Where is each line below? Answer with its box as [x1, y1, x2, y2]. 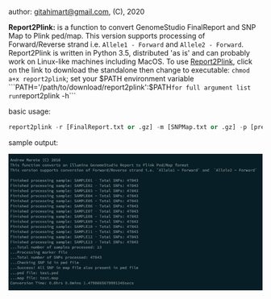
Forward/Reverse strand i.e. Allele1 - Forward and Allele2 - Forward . [8, 39, 244, 49]
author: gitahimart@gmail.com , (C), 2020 [8, 7, 145, 16]
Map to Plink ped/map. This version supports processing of [8, 31, 206, 40]
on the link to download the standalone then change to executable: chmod [8, 65, 250, 75]
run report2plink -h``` [8, 91, 77, 100]
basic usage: [8, 106, 51, 116]
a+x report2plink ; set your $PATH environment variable [8, 74, 194, 83]
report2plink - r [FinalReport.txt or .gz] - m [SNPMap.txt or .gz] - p [8, 123, 248, 131]
